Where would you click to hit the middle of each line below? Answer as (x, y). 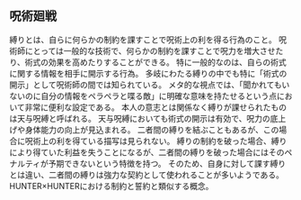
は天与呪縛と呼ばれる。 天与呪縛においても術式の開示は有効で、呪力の (140, 118)
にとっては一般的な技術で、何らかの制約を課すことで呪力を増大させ (150, 50)
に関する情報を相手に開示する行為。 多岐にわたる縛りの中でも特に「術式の (148, 73)
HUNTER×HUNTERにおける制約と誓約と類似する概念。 (111, 186)
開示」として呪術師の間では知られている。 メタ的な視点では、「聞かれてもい (150, 85)
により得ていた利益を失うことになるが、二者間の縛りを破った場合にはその (147, 152)
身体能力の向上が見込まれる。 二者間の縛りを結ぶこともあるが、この (152, 130)
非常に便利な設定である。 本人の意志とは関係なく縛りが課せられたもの (156, 107)
